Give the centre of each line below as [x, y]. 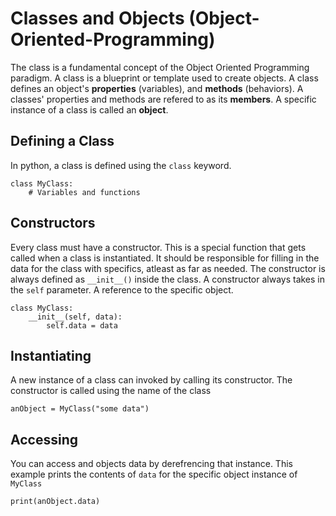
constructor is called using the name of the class [111, 391]
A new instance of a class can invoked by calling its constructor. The [151, 380]
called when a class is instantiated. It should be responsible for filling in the [165, 258]
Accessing [44, 439]
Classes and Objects [97, 18]
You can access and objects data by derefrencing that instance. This [151, 464]
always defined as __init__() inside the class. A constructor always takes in [168, 279]
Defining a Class [62, 141]
